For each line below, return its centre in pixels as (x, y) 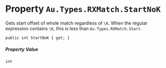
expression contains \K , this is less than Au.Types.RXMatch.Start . (74, 28)
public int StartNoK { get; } (38, 38)
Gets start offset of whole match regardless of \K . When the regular (76, 23)
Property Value (22, 49)
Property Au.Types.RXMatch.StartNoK (83, 9)
